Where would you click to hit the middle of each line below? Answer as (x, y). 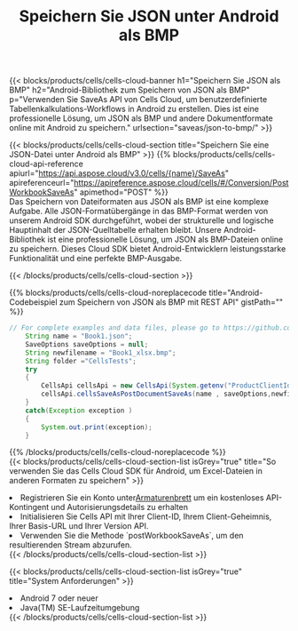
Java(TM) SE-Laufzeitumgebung (80, 608)
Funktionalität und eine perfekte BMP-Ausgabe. (96, 259)
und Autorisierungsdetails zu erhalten (120, 507)
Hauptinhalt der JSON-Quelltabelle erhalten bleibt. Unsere (115, 230)
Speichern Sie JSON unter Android (149, 16)
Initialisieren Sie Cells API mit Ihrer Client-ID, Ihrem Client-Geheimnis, (146, 516)
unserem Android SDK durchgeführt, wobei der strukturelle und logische (141, 220)
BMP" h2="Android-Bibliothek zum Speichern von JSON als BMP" (129, 90)
